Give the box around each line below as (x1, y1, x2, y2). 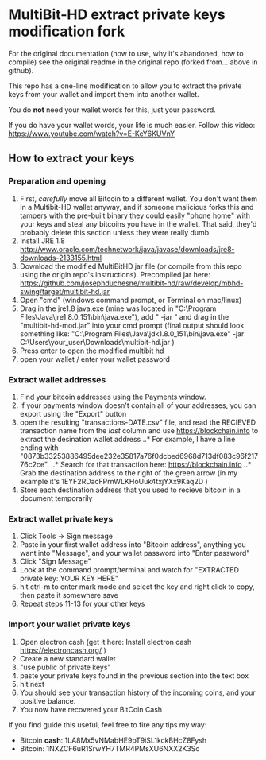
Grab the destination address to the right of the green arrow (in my (19, 467, 238, 478)
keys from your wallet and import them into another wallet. (8, 89, 200, 99)
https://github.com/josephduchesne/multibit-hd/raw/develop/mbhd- (19, 278, 244, 288)
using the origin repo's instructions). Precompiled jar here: (19, 269, 210, 279)
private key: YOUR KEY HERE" (19, 574, 119, 584)
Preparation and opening (8, 176, 106, 187)
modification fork (8, 22, 125, 41)
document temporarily (19, 493, 93, 502)
